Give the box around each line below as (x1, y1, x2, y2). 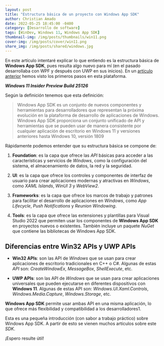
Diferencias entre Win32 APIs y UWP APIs (5, 242, 136, 251)
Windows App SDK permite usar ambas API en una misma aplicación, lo (5, 301, 152, 307)
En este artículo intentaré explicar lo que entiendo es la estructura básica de (5, 57, 159, 63)
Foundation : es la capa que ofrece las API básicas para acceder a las (12, 152, 153, 158)
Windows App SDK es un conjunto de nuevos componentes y (17, 102, 141, 107)
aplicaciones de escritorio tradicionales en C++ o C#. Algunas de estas (12, 261, 156, 267)
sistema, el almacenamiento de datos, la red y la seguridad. (12, 163, 133, 169)
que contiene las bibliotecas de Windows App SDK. (12, 228, 116, 234)
